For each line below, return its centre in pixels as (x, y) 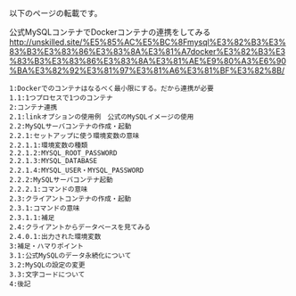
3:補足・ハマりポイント (47, 246)
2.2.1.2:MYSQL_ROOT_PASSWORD (63, 153)
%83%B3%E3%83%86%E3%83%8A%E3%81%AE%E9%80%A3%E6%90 (148, 61)
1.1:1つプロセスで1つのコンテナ (61, 98)
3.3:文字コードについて (47, 275)
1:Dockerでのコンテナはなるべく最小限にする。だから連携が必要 (111, 88)
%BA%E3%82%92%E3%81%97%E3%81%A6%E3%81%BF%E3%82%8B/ (147, 70)
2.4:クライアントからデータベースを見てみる (80, 227)
